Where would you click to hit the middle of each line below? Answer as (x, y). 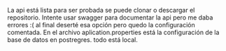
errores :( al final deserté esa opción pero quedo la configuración (101, 25)
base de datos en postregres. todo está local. (72, 40)
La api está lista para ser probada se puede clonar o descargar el (101, 10)
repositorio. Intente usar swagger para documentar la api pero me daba (110, 17)
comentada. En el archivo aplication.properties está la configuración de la (113, 32)
